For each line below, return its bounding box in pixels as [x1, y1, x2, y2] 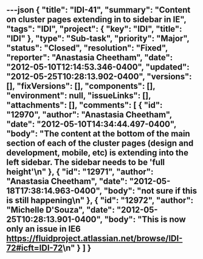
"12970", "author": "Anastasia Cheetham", [6, 110, 172, 120]
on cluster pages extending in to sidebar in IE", [6, 15, 187, 25]
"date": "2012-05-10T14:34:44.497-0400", [6, 119, 177, 130]
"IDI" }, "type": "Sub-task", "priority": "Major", [6, 34, 190, 44]
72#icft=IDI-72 [6, 243, 63, 254]
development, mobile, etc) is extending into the [6, 147, 188, 158]
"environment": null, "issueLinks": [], [6, 91, 151, 101]
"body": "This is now [104, 215, 187, 225]
